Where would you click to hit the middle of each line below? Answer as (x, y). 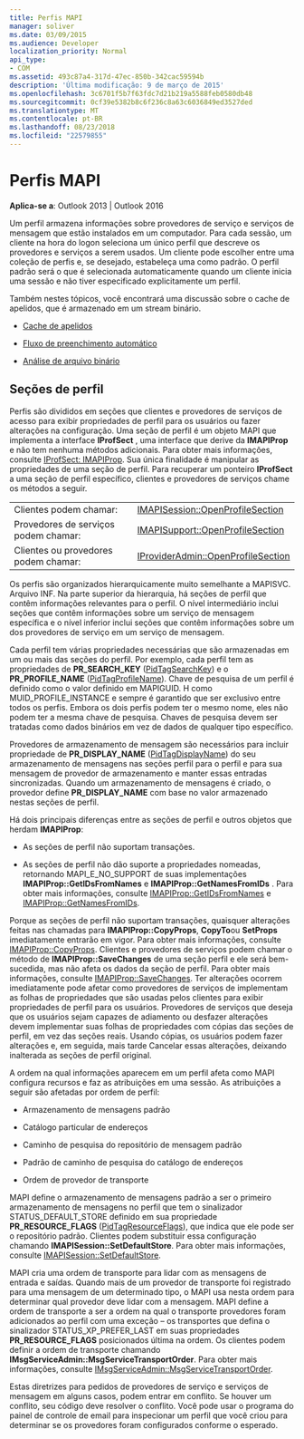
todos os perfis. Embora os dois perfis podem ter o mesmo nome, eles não (149, 707)
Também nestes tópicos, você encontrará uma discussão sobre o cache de (150, 298)
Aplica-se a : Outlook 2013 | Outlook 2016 (87, 206)
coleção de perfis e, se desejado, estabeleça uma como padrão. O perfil (144, 261)
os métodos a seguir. (48, 488)
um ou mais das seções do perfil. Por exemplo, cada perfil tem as (132, 659)
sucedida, (28, 968)
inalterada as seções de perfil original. (81, 1055)
